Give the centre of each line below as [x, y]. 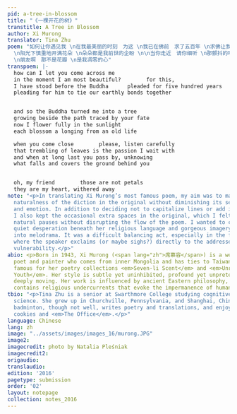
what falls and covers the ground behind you [82, 164]
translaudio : [26, 367]
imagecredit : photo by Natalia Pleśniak [68, 347]
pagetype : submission [39, 380]
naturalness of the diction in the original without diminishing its [118, 202]
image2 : [19, 341]
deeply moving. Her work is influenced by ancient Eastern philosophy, [121, 281]
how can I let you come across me [64, 73]
